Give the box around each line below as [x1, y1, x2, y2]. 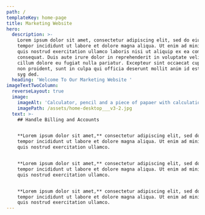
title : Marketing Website [6, 20, 72, 26]
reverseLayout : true [12, 88, 64, 94]
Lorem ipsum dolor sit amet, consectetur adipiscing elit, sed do [17, 37, 190, 43]
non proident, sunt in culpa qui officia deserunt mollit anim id [17, 65, 190, 72]
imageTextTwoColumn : [6, 83, 59, 89]
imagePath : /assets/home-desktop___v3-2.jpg [17, 105, 132, 111]
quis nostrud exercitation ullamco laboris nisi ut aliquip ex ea [17, 49, 190, 55]
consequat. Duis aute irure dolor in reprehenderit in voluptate [17, 54, 187, 60]
